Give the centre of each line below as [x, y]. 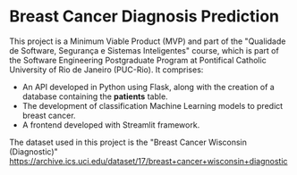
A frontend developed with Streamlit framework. [111, 125]
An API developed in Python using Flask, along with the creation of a [148, 87]
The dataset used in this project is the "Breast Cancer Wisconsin [128, 142]
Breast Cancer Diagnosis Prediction [144, 17]
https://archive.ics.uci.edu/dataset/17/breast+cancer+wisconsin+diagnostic [148, 161]
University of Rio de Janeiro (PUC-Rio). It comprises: [106, 70]
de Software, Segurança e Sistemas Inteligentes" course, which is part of [144, 50]
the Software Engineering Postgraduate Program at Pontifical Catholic [138, 60]
